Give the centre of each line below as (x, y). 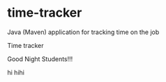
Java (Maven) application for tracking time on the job (83, 32)
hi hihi (16, 72)
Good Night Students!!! (40, 59)
